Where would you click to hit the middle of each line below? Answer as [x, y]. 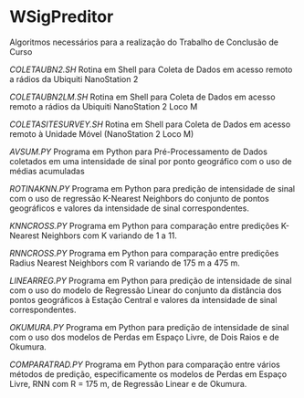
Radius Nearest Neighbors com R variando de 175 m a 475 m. [125, 263]
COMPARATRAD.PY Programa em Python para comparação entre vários [145, 364]
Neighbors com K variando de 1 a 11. [109, 236]
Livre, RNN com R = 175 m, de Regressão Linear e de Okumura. [128, 383]
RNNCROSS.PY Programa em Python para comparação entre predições [144, 253]
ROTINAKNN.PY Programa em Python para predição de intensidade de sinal [152, 188]
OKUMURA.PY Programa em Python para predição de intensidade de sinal [149, 327]
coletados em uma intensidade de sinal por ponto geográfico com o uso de [151, 161]
